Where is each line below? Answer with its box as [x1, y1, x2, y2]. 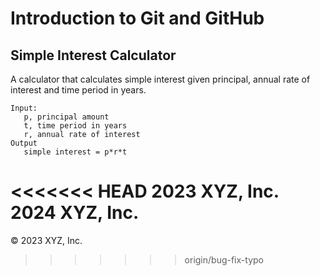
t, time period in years [23, 121, 128, 131]
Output [10, 138, 38, 148]
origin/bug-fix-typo [184, 253, 264, 266]
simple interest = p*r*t [23, 147, 128, 157]
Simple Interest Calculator [10, 47, 177, 64]
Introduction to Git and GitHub [10, 7, 265, 30]
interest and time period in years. [10, 84, 147, 96]
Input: [10, 103, 38, 113]
